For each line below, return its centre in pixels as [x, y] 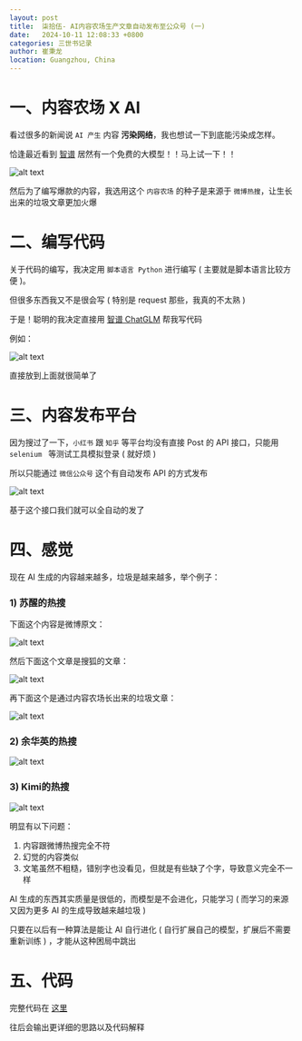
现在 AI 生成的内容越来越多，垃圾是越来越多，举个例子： [115, 577]
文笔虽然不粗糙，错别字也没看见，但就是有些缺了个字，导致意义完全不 [154, 867]
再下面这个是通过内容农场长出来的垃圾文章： [93, 698]
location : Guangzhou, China [63, 60]
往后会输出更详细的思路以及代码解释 [77, 1026]
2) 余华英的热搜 [43, 741]
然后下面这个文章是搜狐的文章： [69, 661]
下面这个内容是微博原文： [57, 624]
